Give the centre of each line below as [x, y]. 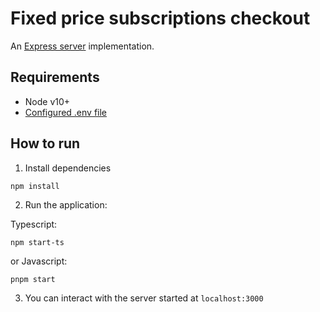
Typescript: [34, 224]
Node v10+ [47, 101]
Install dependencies [68, 168]
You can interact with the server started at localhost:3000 [144, 298]
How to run [45, 143]
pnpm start [33, 279]
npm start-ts [37, 242]
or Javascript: [39, 261]
